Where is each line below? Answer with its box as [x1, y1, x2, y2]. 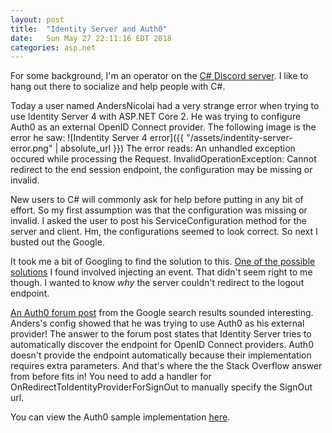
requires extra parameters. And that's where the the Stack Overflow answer [10, 360, 323, 372]
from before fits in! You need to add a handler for [10, 371, 212, 383]
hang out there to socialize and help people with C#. [10, 81, 226, 93]
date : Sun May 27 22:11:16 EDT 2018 [10, 33, 172, 43]
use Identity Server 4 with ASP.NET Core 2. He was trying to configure [10, 111, 302, 123]
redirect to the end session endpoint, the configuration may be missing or [10, 164, 313, 176]
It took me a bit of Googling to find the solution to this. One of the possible [10, 256, 316, 268]
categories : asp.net [10, 42, 97, 53]
